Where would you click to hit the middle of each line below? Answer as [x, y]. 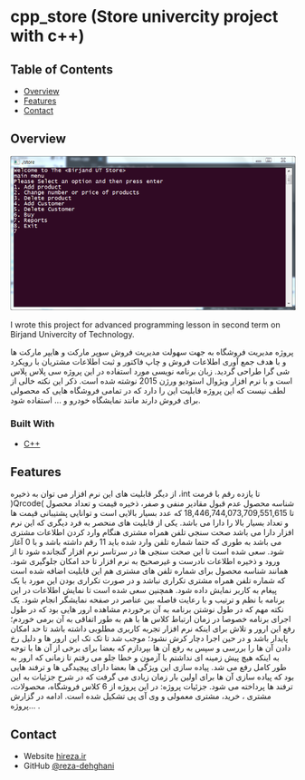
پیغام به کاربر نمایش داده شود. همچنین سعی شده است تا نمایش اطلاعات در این [143, 590]
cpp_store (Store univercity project [144, 17]
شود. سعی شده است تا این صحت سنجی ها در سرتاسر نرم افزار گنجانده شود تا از [147, 551]
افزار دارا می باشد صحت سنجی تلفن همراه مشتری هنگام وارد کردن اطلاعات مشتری [152, 532]
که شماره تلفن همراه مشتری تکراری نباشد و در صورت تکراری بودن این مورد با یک [148, 580]
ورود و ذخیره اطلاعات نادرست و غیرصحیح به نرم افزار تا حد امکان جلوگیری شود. [145, 561]
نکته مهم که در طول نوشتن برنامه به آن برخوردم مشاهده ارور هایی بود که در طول [147, 609]
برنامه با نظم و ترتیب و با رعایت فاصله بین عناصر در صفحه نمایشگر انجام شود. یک [148, 600]
